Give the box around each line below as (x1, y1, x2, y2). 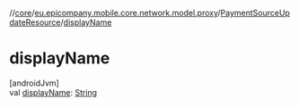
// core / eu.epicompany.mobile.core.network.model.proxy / (9, 8, 222, 18)
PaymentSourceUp (220, 8, 290, 18)
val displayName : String (9, 86, 97, 97)
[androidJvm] (9, 78, 60, 88)
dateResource (9, 17, 61, 28)
